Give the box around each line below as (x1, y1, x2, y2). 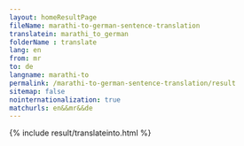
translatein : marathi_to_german (9, 29, 129, 38)
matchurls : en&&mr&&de (9, 104, 93, 112)
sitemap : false (9, 87, 66, 96)
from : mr (9, 54, 42, 63)
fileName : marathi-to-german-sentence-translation (9, 21, 201, 30)
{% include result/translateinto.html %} (9, 127, 152, 138)
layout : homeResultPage (9, 12, 98, 22)
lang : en (9, 46, 42, 55)
